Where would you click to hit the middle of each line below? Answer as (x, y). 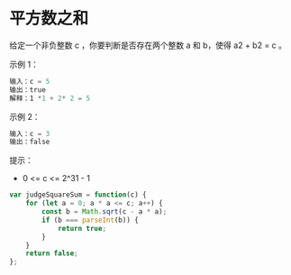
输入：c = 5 (30, 81)
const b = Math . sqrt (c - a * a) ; (105, 212)
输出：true (28, 90)
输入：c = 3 (30, 133)
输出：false (30, 142)
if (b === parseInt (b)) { (91, 220)
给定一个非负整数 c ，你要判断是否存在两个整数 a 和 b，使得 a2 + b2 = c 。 (148, 45)
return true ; (82, 228)
